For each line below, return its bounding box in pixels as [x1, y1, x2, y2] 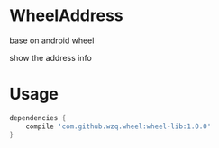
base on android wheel [9, 35, 95, 46]
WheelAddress [9, 5, 123, 26]
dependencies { [9, 113, 67, 122]
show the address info [9, 52, 92, 63]
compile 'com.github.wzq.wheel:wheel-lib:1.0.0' [25, 122, 212, 131]
